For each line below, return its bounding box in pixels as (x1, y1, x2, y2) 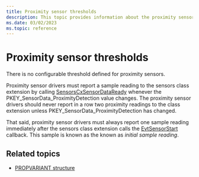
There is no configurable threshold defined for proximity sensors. (6, 71, 166, 78)
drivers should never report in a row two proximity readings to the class (6, 101, 181, 108)
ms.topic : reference (6, 25, 57, 31)
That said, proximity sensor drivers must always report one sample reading (6, 119, 190, 126)
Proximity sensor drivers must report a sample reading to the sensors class (6, 82, 190, 89)
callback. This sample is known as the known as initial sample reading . (6, 131, 179, 138)
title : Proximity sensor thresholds (6, 8, 97, 15)
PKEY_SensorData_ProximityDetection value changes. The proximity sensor (6, 94, 191, 102)
